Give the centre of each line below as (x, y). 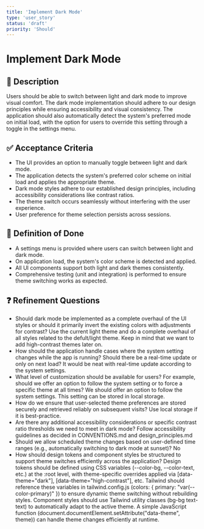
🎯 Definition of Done (45, 233)
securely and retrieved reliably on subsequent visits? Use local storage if (106, 409)
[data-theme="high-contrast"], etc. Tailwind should (120, 480)
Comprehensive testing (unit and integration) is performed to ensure (101, 274)
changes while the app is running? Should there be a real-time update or (106, 357)
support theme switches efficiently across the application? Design (98, 461)
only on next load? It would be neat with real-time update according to (103, 364)
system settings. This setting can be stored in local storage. (90, 396)
